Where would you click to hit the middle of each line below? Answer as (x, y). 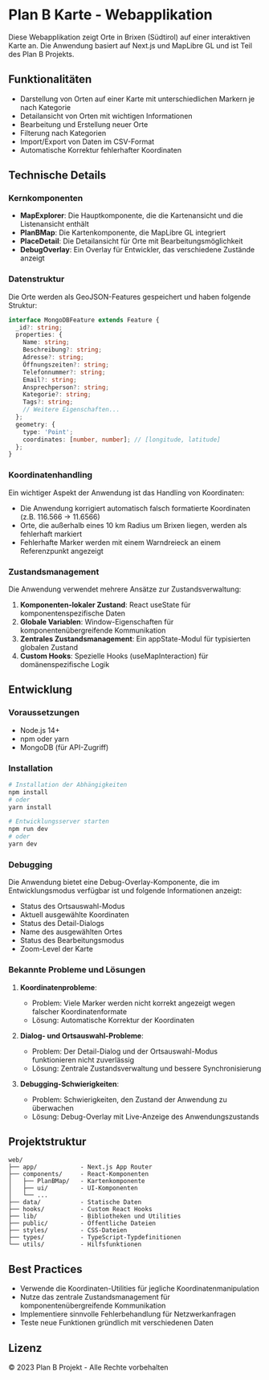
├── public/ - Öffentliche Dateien (82, 1223)
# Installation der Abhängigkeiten (68, 784)
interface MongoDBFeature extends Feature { (84, 320)
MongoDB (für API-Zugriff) (64, 747)
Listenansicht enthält (55, 224)
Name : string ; (46, 342)
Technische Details (57, 176)
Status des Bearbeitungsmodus (72, 940)
